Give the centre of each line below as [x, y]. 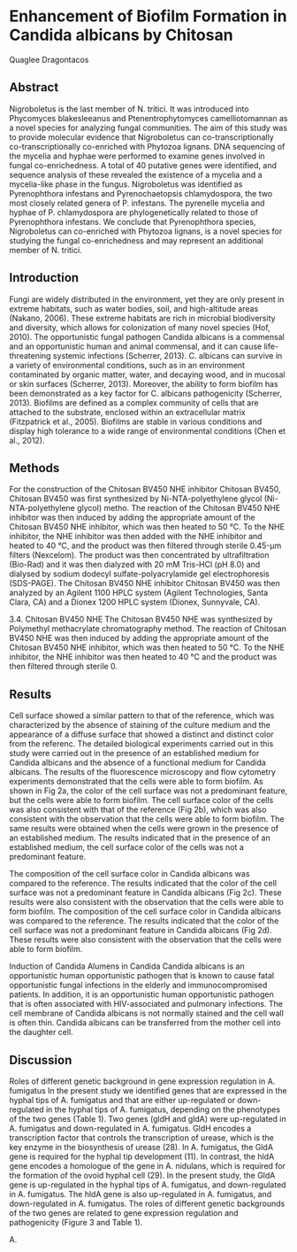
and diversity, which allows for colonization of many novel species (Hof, [140, 327]
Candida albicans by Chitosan [121, 35]
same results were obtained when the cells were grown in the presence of [144, 829]
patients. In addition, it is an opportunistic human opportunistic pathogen [141, 994]
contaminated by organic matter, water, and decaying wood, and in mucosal [147, 375]
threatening [30, 355]
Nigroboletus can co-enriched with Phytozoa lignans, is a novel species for [146, 231]
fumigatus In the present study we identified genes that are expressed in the [148, 1090]
